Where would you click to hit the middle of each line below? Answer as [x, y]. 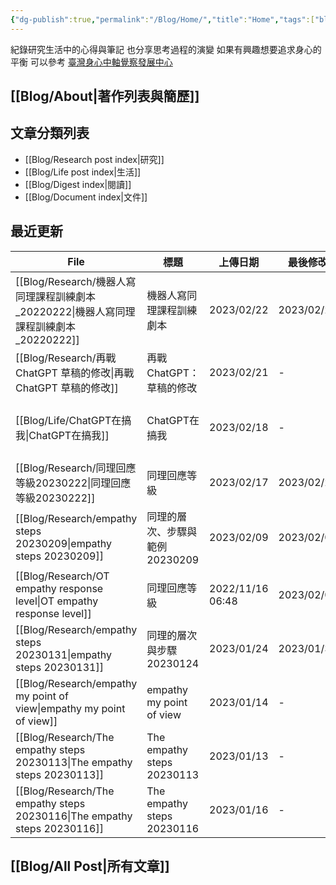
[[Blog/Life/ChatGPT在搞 [73, 420]
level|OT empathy [57, 601]
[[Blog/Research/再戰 [66, 358]
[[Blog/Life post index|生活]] [83, 172]
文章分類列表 [50, 133]
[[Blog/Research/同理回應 [76, 468]
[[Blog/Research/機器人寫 [76, 281]
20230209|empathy [64, 543]
